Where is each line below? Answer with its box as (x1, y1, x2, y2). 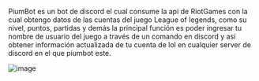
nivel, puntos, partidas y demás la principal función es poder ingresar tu (8, 24, 242, 32)
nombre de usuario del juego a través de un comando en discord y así (8, 31, 236, 41)
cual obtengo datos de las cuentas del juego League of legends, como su (8, 15, 247, 24)
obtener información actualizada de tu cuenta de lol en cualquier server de (8, 40, 251, 50)
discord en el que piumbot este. (8, 49, 112, 57)
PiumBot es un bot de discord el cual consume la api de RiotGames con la (8, 7, 248, 16)
